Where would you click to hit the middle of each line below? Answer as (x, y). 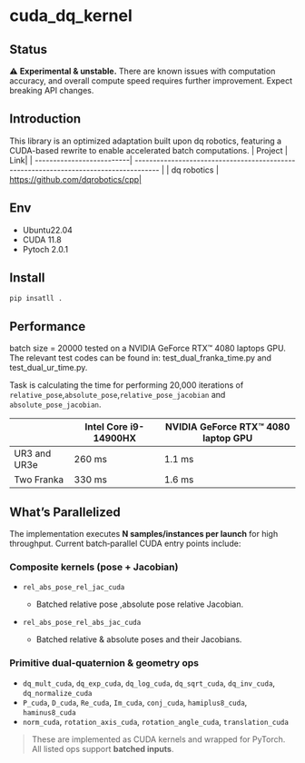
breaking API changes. (52, 90)
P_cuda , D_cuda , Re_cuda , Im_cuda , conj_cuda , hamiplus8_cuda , (135, 702)
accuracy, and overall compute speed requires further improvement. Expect (151, 81)
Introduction (45, 119)
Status (29, 50)
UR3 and (33, 453)
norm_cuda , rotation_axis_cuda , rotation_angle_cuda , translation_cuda (155, 721)
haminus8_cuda (49, 713)
